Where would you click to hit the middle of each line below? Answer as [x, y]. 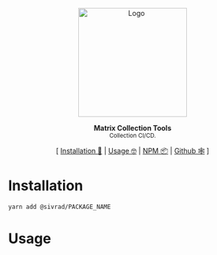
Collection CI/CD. [133, 135]
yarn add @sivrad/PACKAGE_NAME [60, 207]
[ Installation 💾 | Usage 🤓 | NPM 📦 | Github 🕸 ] [133, 151]
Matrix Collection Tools [133, 128]
